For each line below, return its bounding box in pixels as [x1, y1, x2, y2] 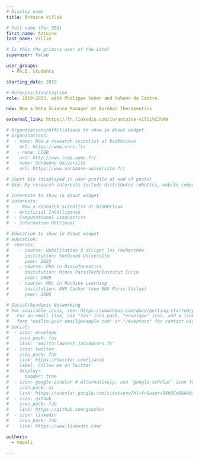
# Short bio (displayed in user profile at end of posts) [6, 176, 152, 182]
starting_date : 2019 [6, 79, 57, 85]
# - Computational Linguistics [6, 214, 86, 221]
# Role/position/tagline [6, 89, 68, 95]
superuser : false [6, 52, 49, 58]
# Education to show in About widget [6, 231, 99, 237]
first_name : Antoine [6, 30, 57, 36]
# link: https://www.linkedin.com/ [6, 423, 102, 429]
